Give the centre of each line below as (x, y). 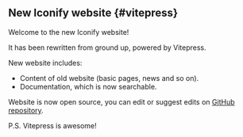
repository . (26, 110)
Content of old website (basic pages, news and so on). (109, 78)
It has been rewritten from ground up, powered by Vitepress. (107, 48)
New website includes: (45, 63)
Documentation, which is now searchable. (88, 86)
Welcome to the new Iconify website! (69, 32)
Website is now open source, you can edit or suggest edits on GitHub (121, 101)
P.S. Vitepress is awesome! (52, 125)
